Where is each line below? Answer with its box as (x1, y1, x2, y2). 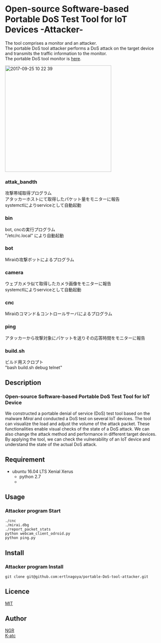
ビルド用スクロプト (5, 359, 44, 365)
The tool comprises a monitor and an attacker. (5, 40, 97, 46)
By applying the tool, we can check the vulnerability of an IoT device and (5, 436, 150, 442)
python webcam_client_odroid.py (5, 531, 70, 536)
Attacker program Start (5, 507, 61, 514)
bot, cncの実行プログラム (5, 226, 56, 232)
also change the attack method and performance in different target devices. (5, 431, 157, 437)
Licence (5, 588, 30, 596)
